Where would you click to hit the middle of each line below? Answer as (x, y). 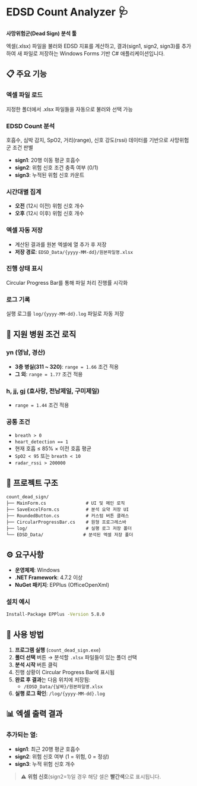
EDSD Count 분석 (31, 126)
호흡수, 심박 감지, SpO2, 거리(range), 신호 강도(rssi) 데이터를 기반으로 (87, 140)
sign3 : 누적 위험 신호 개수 (45, 764)
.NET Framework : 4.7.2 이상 (49, 577)
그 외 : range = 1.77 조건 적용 (49, 374)
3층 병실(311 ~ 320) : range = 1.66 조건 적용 (67, 366)
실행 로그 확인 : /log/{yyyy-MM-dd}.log (60, 693)
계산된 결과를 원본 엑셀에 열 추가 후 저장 (61, 244)
